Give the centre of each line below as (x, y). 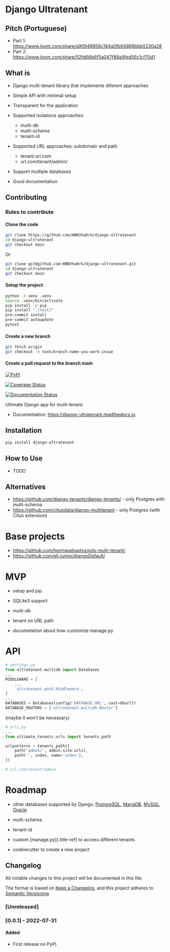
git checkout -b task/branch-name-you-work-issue (59, 352)
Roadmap (26, 790)
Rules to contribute (29, 212)
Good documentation (35, 181)
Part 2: (20, 52)
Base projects (35, 536)
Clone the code (22, 224)
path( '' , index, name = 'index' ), (49, 756)
